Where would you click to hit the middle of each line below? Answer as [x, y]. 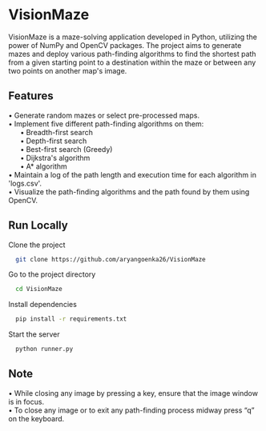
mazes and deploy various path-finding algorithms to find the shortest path [132, 54]
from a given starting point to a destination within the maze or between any [132, 62]
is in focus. [26, 401]
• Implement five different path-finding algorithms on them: [106, 124]
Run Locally [38, 225]
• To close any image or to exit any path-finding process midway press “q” [131, 410]
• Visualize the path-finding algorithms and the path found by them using [129, 192]
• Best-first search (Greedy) [66, 149]
